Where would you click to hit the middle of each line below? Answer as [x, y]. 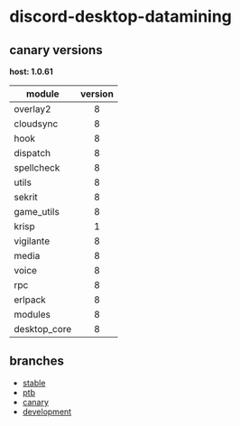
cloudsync [36, 124]
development [47, 412]
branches [37, 361]
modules [32, 315]
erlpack [30, 300]
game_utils [37, 212]
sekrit [26, 197]
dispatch [32, 153]
